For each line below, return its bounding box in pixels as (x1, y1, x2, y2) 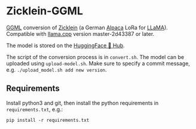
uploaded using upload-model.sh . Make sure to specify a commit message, (6, 60, 190, 67)
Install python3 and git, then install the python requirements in (6, 99, 159, 106)
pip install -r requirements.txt (6, 117, 90, 123)
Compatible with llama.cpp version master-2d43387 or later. (6, 30, 155, 37)
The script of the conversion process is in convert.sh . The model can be (6, 53, 184, 60)
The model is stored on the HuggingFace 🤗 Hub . (6, 42, 125, 49)
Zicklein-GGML (6, 4, 84, 18)
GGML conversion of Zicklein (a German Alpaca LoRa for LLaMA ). (6, 24, 169, 31)
